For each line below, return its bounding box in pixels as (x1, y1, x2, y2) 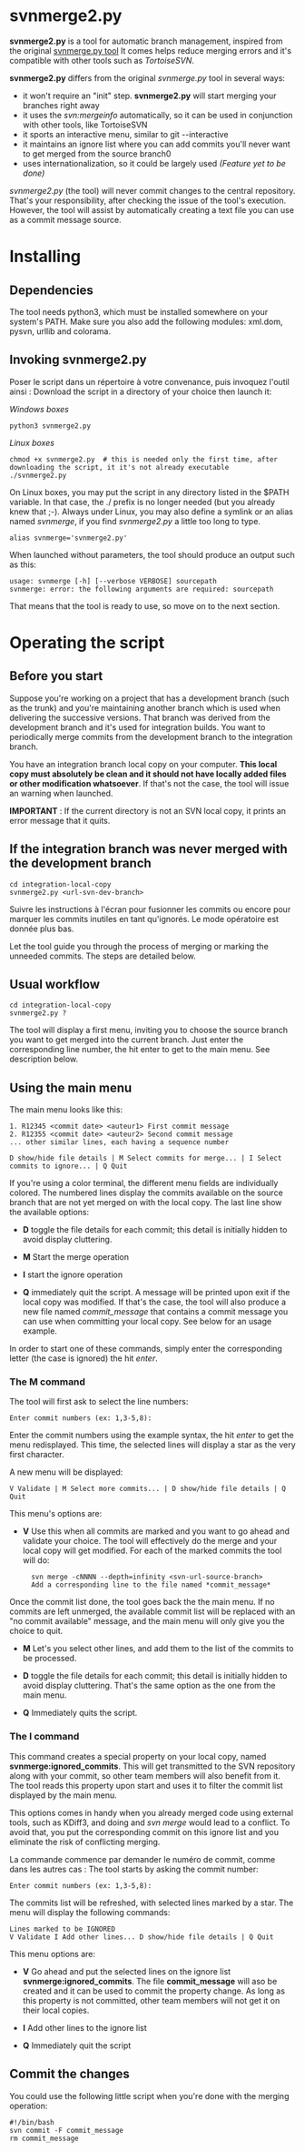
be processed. (22, 1653, 77, 1664)
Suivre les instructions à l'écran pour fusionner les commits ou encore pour (9, 903, 291, 915)
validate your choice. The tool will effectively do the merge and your (22, 1536, 278, 1547)
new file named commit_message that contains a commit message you (22, 1306, 289, 1317)
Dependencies (9, 282, 93, 298)
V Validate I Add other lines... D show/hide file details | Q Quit (9, 1932, 274, 1942)
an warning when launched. (9, 787, 113, 798)
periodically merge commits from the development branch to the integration (9, 731, 293, 742)
